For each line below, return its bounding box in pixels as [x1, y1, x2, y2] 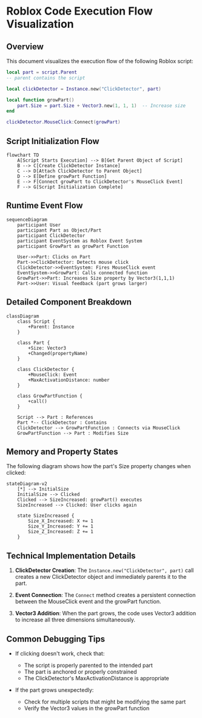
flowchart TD [6, 152, 39, 158]
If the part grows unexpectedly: [15, 686, 94, 694]
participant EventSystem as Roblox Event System [17, 238, 143, 244]
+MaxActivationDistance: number [28, 377, 110, 383]
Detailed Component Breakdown [6, 297, 132, 308]
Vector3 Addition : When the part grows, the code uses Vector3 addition [15, 610, 196, 617]
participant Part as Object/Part [17, 227, 102, 233]
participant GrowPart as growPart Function [17, 243, 129, 249]
